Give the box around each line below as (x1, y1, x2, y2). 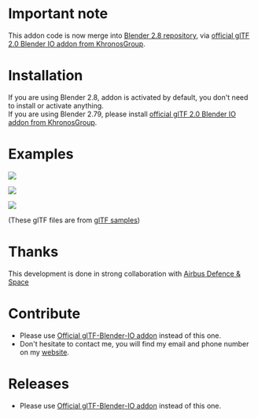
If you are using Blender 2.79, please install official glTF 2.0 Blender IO (8, 109, 236, 119)
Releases (8, 375, 69, 393)
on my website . (19, 347, 69, 357)
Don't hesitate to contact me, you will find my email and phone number (19, 339, 249, 348)
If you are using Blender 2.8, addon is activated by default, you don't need (8, 92, 249, 102)
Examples (8, 145, 74, 163)
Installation (8, 67, 83, 85)
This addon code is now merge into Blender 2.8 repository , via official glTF (8, 31, 250, 40)
